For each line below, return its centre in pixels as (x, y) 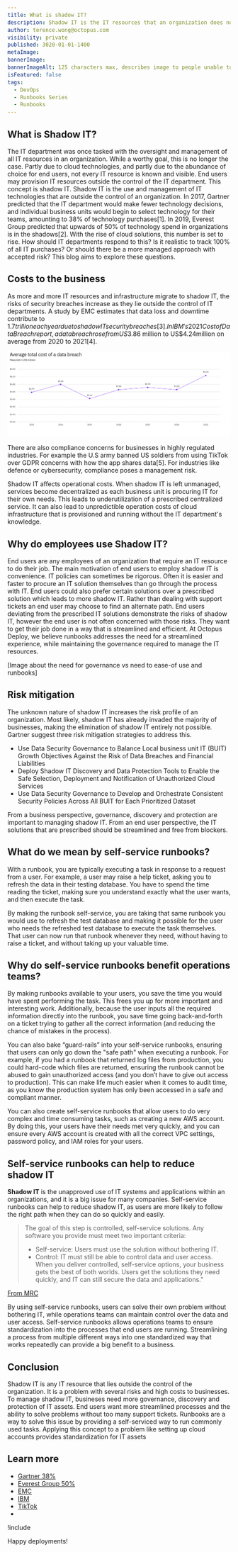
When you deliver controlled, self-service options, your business (130, 1264)
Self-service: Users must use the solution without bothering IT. (127, 1249)
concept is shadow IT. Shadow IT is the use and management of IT (105, 189)
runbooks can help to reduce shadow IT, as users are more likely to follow (115, 1207)
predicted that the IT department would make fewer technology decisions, (115, 204)
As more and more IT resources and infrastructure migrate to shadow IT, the (119, 296)
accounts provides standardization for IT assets (77, 1437)
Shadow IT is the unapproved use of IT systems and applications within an (116, 1192)
